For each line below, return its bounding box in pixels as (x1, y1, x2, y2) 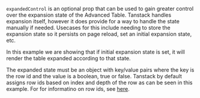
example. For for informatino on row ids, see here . (6, 85, 130, 92)
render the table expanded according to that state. (6, 55, 131, 62)
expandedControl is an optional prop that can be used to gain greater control (6, 5, 194, 12)
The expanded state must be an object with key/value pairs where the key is (6, 66, 195, 73)
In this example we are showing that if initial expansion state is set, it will (6, 48, 185, 56)
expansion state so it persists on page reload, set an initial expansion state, (6, 30, 192, 38)
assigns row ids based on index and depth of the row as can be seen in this (6, 79, 193, 86)
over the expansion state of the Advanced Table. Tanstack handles (6, 11, 172, 19)
